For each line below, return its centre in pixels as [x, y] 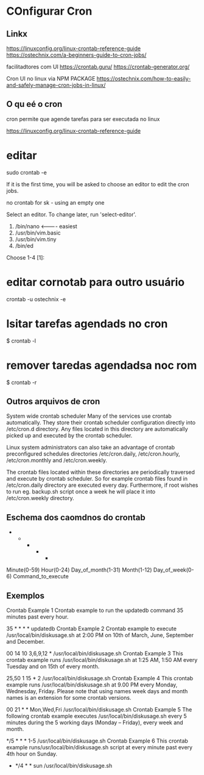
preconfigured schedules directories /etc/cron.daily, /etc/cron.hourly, [93, 454]
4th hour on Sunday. [32, 754]
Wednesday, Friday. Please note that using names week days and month [97, 691]
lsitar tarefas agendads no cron [87, 323]
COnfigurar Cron [49, 11]
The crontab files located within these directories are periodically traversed [100, 472]
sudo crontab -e [26, 172]
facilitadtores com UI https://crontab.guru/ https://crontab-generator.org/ [98, 67]
